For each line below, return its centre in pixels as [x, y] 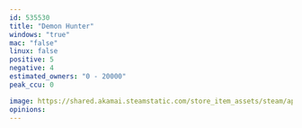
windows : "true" [40, 34]
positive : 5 [31, 59]
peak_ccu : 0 [31, 85]
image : [22, 101]
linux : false [34, 51]
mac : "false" [34, 43]
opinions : [28, 109]
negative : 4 [31, 69]
